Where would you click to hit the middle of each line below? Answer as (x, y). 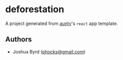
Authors (19, 39)
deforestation (35, 9)
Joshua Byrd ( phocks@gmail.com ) (49, 51)
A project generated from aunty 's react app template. (62, 23)
